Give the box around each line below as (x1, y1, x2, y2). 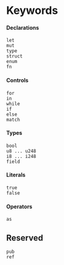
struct (6, 53, 23, 59)
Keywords (6, 4, 59, 18)
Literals (6, 171, 26, 178)
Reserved (6, 232, 43, 243)
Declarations (6, 24, 39, 31)
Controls (6, 76, 29, 83)
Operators (6, 203, 33, 210)
